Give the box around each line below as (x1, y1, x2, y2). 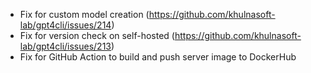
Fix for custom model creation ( (19, 9, 150, 20)
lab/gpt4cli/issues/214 (19, 19, 112, 31)
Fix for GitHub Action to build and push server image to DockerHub (19, 51, 297, 63)
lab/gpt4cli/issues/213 (19, 40, 112, 52)
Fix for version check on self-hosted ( (19, 30, 175, 41)
